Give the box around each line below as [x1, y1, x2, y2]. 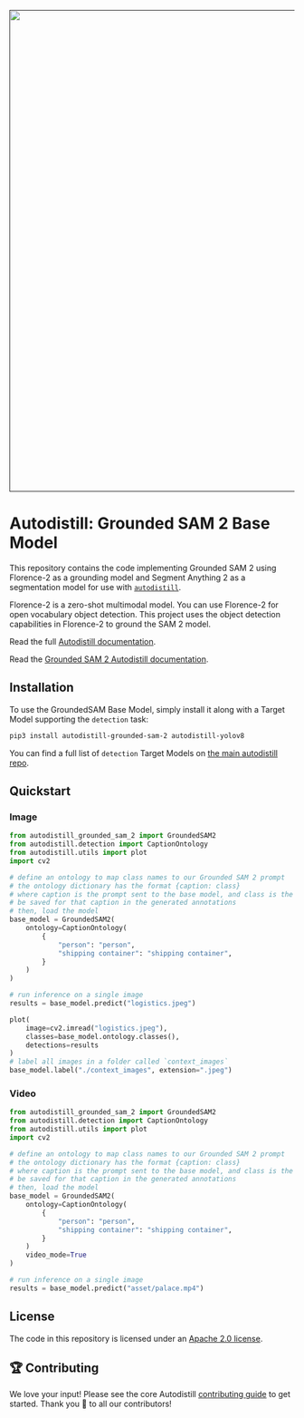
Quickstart [9, 783, 71, 799]
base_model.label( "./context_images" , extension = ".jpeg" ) [9, 1066, 233, 1075]
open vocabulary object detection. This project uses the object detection [9, 608, 280, 619]
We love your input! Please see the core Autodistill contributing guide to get [9, 1389, 291, 1400]
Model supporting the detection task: [9, 714, 149, 724]
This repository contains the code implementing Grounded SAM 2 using [9, 562, 277, 573]
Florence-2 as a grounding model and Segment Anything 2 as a [9, 572, 246, 583]
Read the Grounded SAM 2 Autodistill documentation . [9, 654, 209, 665]
